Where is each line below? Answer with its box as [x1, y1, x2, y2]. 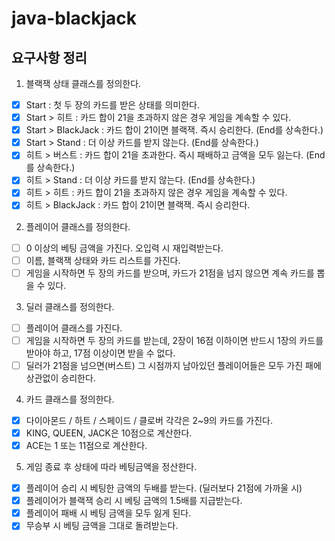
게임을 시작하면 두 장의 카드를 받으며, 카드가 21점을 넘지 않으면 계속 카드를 [25, 267, 315, 279]
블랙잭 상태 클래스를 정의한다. [25, 78, 142, 89]
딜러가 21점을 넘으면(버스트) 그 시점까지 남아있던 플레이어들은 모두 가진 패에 [25, 359, 322, 371]
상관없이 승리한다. [25, 372, 96, 384]
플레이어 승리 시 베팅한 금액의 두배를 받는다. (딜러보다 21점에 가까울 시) [25, 482, 303, 494]
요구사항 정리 [11, 49, 88, 66]
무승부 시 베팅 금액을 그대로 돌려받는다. [25, 520, 179, 532]
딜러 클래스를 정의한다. [25, 300, 115, 312]
